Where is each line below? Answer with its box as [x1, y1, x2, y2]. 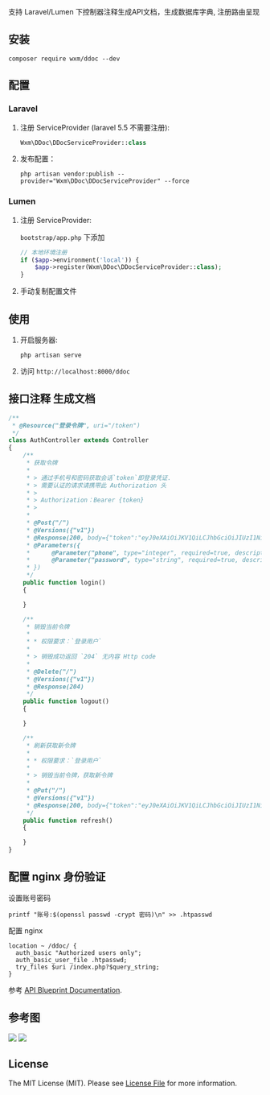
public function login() [22, 579, 106, 587]
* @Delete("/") [26, 667, 78, 676]
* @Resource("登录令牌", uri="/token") [11, 421, 141, 429]
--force [164, 177, 190, 185]
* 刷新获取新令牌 [26, 742, 76, 750]
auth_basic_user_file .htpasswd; [15, 956, 128, 964]
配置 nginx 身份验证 [8, 870, 106, 884]
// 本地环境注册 [19, 248, 67, 256]
